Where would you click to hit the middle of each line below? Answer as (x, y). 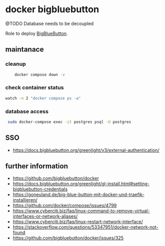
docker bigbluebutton (52, 9)
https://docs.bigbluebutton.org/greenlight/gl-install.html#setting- (81, 184)
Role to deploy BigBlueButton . (37, 33)
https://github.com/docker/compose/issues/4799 (65, 206)
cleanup (16, 64)
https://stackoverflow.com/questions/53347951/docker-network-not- (86, 227)
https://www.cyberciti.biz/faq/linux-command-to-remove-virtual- (81, 211)
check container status (34, 88)
